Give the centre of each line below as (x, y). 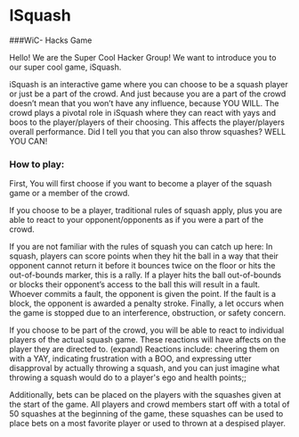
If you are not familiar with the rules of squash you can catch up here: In (141, 247)
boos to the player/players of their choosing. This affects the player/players (147, 122)
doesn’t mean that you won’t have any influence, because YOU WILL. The (144, 103)
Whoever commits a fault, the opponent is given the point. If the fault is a (142, 294)
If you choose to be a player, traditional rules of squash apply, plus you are (146, 210)
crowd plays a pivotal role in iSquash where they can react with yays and (143, 112)
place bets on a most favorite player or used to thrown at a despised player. (148, 424)
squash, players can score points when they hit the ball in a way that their (144, 256)
